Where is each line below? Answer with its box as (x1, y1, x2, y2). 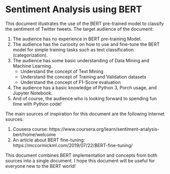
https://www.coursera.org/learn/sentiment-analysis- (49, 126, 160, 132)
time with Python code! (12, 101, 62, 107)
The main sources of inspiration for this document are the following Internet (5, 111, 165, 117)
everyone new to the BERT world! (5, 163, 76, 169)
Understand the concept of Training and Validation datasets (20, 73, 147, 80)
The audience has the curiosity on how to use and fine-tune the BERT (12, 41, 160, 47)
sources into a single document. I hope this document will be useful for (5, 157, 155, 164)
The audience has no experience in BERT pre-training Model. (12, 36, 142, 42)
